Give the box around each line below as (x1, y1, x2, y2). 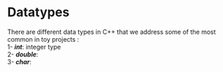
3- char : (7, 57, 32, 66)
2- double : (7, 50, 39, 59)
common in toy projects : (7, 35, 79, 43)
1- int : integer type (7, 42, 61, 51)
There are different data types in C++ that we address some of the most (7, 28, 216, 36)
